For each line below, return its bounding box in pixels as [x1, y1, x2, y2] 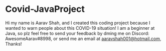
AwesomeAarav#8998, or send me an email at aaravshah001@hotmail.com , [5, 36, 161, 42]
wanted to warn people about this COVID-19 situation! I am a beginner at [5, 25, 155, 31]
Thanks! [5, 41, 22, 47]
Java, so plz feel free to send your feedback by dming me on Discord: [5, 30, 149, 36]
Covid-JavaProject [5, 3, 85, 15]
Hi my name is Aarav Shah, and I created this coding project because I [5, 20, 150, 26]
